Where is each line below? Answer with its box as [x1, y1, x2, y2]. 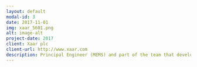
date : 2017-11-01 [6, 19, 49, 25]
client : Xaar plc [6, 41, 49, 47]
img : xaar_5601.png [6, 24, 54, 31]
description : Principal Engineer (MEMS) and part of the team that [6, 52, 175, 58]
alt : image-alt [6, 30, 43, 36]
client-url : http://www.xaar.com [6, 47, 88, 52]
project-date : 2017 [6, 36, 54, 41]
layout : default [6, 8, 46, 15]
